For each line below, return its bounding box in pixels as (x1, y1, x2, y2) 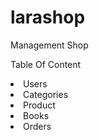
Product (23, 99, 56, 111)
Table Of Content (10, 58, 82, 70)
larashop (10, 6, 86, 29)
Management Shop (10, 39, 89, 51)
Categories (23, 88, 69, 100)
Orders (23, 120, 52, 132)
